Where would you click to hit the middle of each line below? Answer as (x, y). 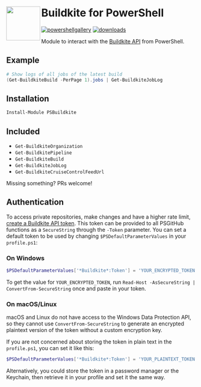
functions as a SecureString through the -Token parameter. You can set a (96, 229)
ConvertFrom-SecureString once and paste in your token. (76, 288)
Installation (28, 99)
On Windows (26, 258)
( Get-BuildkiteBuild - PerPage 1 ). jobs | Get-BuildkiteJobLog (85, 80)
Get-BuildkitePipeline (43, 153)
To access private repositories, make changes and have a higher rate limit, (98, 217)
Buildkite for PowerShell (103, 13)
